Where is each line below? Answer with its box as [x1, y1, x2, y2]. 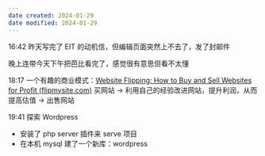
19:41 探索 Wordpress [8, 112, 79, 121]
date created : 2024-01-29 [8, 11, 94, 20]
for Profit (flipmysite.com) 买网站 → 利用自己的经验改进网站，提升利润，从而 [8, 85, 258, 95]
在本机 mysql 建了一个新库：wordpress [19, 139, 148, 148]
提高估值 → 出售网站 [8, 95, 75, 105]
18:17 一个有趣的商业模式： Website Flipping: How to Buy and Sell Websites [8, 75, 252, 85]
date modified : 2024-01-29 [8, 19, 98, 27]
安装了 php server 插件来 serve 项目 [19, 128, 137, 139]
